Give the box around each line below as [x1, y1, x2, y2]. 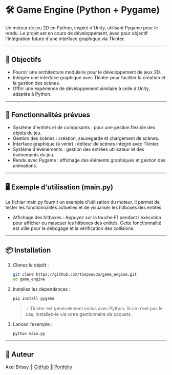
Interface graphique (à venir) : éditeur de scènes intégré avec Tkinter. [12, 140, 160, 147]
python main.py [12, 331, 46, 336]
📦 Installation [5, 245, 51, 255]
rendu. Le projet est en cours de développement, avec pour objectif [5, 30, 148, 36]
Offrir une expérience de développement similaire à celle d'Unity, [12, 85, 150, 92]
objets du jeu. [12, 130, 42, 136]
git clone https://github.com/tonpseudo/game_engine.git [12, 272, 137, 277]
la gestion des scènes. [12, 80, 60, 86]
